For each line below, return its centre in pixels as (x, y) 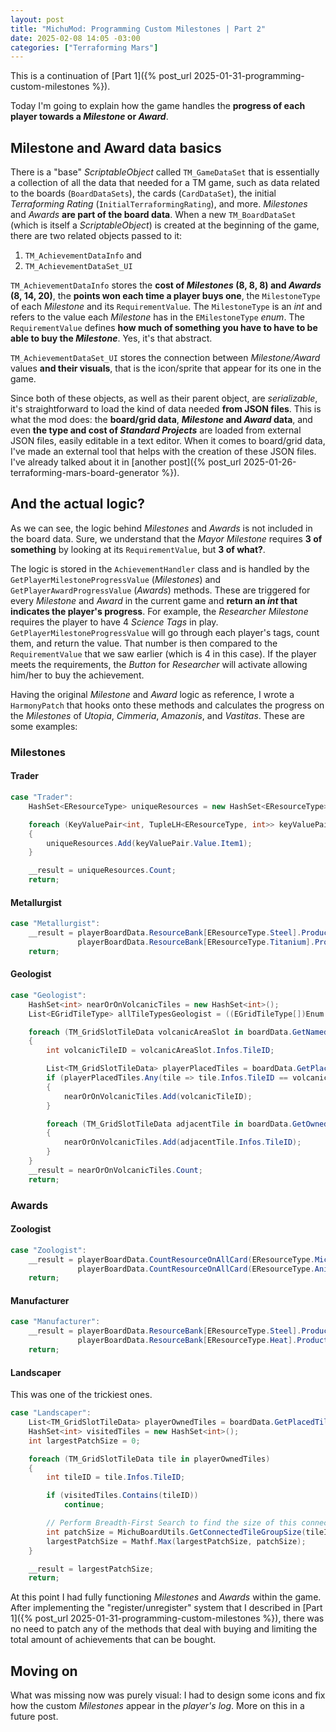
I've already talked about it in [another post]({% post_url (126, 462)
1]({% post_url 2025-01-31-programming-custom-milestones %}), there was (167, 1618)
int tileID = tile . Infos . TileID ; (116, 1477)
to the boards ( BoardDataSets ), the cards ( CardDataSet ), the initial (143, 193)
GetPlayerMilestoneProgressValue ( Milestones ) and (116, 579)
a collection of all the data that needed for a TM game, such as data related (165, 183)
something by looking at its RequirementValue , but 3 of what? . (138, 549)
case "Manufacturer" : (55, 1322)
